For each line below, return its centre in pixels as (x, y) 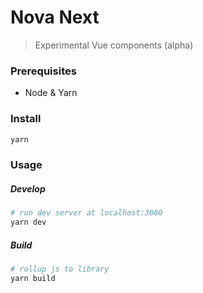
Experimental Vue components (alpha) (114, 45)
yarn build (33, 278)
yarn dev (28, 222)
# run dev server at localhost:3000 (86, 213)
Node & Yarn (51, 93)
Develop (28, 188)
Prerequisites (43, 71)
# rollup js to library (60, 269)
